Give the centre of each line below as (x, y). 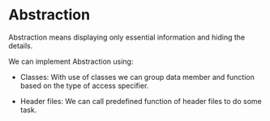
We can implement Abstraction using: (71, 61)
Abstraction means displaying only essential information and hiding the (127, 37)
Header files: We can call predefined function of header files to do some (141, 101)
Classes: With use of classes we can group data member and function (137, 77)
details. (21, 45)
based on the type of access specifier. (84, 86)
